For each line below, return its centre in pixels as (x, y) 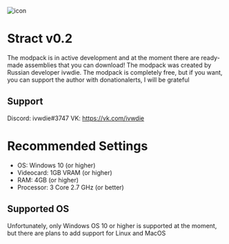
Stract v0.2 (40, 39)
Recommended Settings (78, 146)
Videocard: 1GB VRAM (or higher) (64, 172)
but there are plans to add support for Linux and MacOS (87, 233)
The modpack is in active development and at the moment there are (103, 57)
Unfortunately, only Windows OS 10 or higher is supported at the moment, (112, 225)
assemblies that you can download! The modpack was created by (118, 65)
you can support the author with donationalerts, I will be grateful (98, 79)
